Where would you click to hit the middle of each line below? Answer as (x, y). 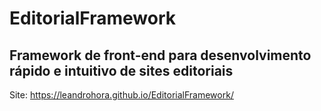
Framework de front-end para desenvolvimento (160, 55)
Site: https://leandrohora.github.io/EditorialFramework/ (121, 95)
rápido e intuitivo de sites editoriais (121, 70)
